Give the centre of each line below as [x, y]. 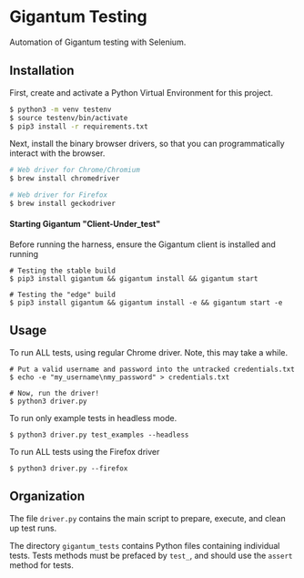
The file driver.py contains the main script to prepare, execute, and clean [147, 518]
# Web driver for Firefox [58, 195]
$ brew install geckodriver [63, 203]
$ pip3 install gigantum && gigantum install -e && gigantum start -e [146, 303]
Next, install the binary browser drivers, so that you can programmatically [147, 144]
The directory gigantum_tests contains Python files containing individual [145, 545]
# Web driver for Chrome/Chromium [75, 170]
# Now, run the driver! [55, 393]
